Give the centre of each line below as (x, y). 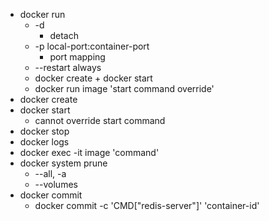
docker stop (44, 131)
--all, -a (50, 173)
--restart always (68, 67)
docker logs (44, 142)
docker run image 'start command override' (124, 88)
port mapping (77, 57)
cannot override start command (100, 120)
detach (64, 35)
